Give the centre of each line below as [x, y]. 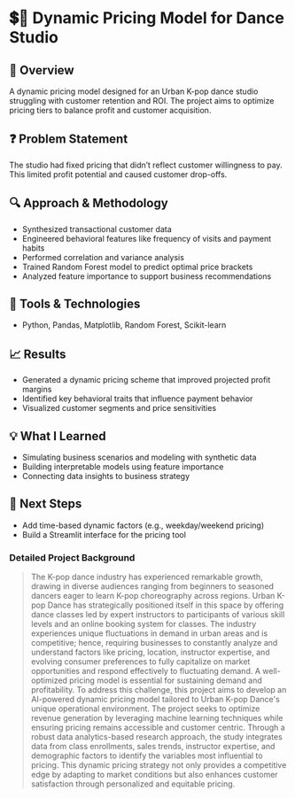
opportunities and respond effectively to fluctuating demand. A [146, 671]
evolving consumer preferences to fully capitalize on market [140, 662]
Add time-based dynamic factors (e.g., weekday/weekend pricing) [143, 525]
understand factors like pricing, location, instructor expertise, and [150, 652]
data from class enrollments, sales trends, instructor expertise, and [153, 747]
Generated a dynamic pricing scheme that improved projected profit [146, 380]
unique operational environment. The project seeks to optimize [145, 709]
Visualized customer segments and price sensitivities [119, 408]
